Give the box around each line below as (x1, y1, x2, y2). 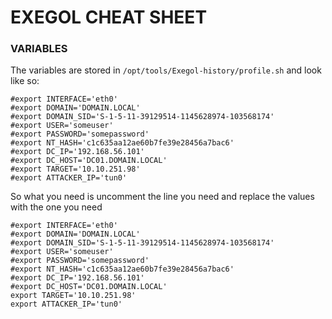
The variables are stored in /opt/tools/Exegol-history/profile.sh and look (10, 64, 322, 76)
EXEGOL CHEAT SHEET (10, 6, 208, 29)
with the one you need (10, 201, 103, 213)
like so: (10, 75, 40, 87)
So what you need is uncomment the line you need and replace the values (10, 191, 315, 203)
